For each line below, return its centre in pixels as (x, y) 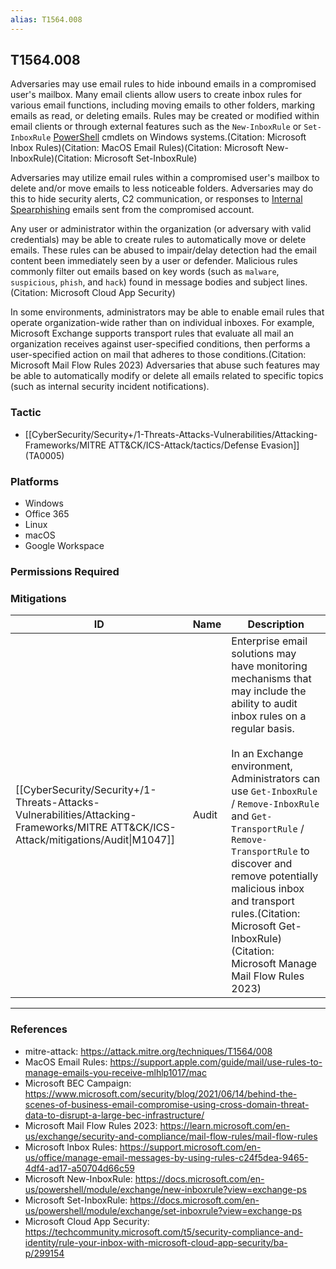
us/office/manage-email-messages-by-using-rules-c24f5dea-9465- (166, 1157)
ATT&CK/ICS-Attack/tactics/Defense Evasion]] (204, 445)
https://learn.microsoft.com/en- (225, 1125)
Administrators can (276, 779)
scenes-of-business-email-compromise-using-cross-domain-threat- (167, 1104)
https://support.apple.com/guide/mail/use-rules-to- (216, 1062)
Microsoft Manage (274, 964)
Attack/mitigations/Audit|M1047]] (95, 840)
